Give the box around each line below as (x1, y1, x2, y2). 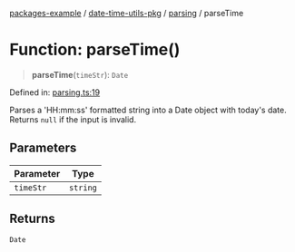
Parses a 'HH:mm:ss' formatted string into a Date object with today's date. (9, 104, 288, 115)
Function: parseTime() (9, 40, 181, 60)
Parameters (9, 141, 77, 156)
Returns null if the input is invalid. (9, 113, 137, 125)
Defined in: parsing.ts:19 (9, 86, 101, 98)
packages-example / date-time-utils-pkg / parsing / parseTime (9, 8, 244, 18)
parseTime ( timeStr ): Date (31, 69, 129, 80)
